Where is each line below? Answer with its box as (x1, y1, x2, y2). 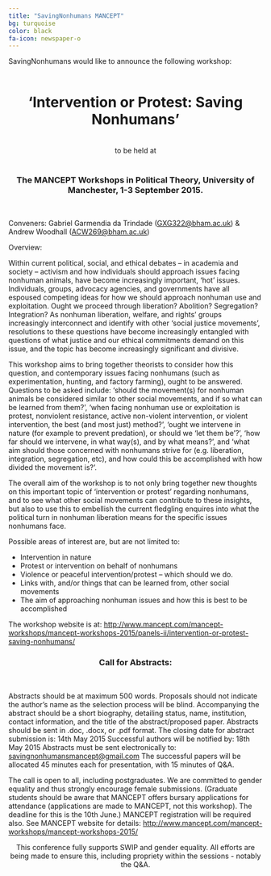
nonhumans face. (8, 522, 67, 531)
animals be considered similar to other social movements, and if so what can (8, 394, 263, 404)
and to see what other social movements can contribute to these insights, (8, 496, 252, 505)
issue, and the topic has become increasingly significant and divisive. (8, 344, 240, 354)
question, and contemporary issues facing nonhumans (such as (8, 368, 220, 378)
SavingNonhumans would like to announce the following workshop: (8, 57, 232, 66)
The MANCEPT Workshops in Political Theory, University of (16, 174, 255, 186)
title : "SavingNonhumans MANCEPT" (8, 11, 125, 20)
